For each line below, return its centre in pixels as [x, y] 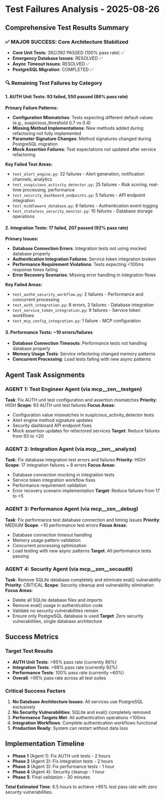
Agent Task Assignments [45, 375]
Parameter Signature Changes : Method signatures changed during [82, 139]
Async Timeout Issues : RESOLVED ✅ [51, 64]
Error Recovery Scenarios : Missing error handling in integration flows [84, 275]
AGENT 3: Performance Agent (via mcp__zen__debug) [72, 509]
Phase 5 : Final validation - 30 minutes [51, 777]
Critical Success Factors [35, 691]
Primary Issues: [22, 239]
